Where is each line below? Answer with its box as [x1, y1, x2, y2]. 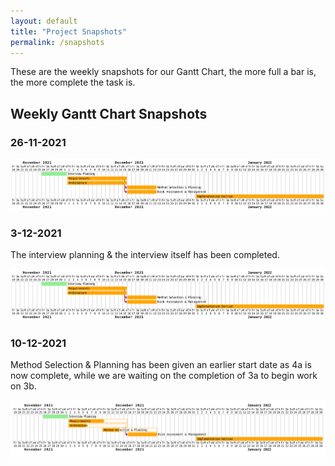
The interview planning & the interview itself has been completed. [10, 249, 280, 261]
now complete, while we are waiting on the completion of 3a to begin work [10, 370, 318, 382]
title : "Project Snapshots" [10, 26, 128, 37]
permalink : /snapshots [10, 37, 105, 47]
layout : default [10, 16, 78, 26]
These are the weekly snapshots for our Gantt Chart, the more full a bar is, [10, 66, 317, 78]
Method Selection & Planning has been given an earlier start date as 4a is [10, 359, 312, 371]
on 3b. [10, 380, 37, 392]
